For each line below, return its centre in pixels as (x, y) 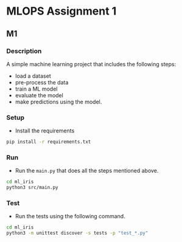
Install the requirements (45, 131)
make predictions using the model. (58, 102)
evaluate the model (39, 95)
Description (24, 51)
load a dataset (33, 76)
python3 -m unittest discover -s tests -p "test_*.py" (77, 233)
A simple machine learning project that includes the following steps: (91, 64)
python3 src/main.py (33, 188)
